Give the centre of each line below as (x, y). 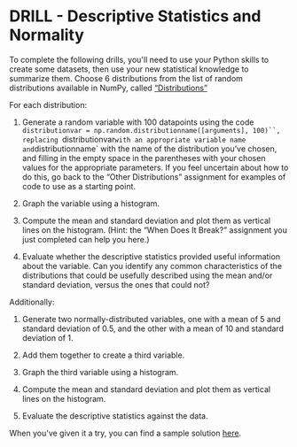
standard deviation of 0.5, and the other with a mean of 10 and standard (152, 328)
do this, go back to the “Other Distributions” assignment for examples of (154, 177)
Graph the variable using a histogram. (91, 203)
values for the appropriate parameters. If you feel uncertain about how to (155, 167)
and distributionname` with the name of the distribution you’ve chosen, (149, 149)
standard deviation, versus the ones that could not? (116, 284)
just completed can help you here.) (86, 239)
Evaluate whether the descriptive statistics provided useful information (151, 256)
